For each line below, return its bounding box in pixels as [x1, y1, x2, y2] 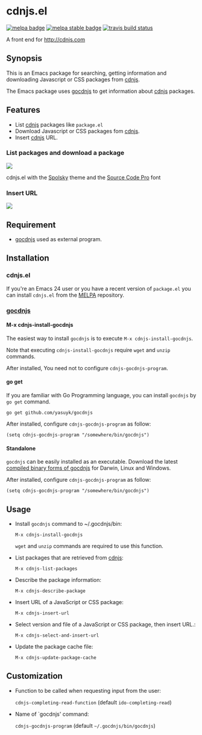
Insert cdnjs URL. [14, 134, 58, 141]
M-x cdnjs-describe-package [14, 588, 86, 594]
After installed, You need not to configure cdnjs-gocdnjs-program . [6, 364, 168, 371]
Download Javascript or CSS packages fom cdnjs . [14, 127, 140, 134]
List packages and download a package [6, 149, 125, 157]
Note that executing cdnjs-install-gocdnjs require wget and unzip [6, 346, 171, 353]
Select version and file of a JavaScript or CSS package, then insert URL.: [14, 621, 196, 628]
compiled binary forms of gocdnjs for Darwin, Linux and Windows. [6, 464, 171, 472]
